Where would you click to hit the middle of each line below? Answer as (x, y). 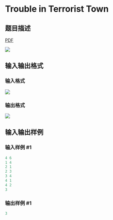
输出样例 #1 (18, 203)
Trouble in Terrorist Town (57, 9)
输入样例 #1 (18, 147)
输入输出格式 (24, 66)
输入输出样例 (24, 132)
